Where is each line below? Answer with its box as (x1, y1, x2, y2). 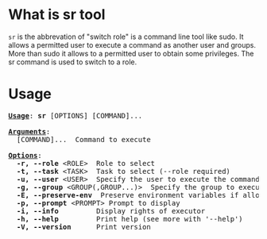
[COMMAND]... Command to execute (16, 135, 151, 144)
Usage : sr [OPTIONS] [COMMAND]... (8, 111, 143, 120)
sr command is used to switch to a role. (8, 57, 137, 67)
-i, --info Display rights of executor (16, 206, 206, 215)
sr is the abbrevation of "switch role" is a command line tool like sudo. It (8, 32, 244, 41)
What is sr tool (8, 6, 106, 24)
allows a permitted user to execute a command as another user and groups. (8, 40, 257, 49)
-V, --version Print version (16, 222, 151, 231)
